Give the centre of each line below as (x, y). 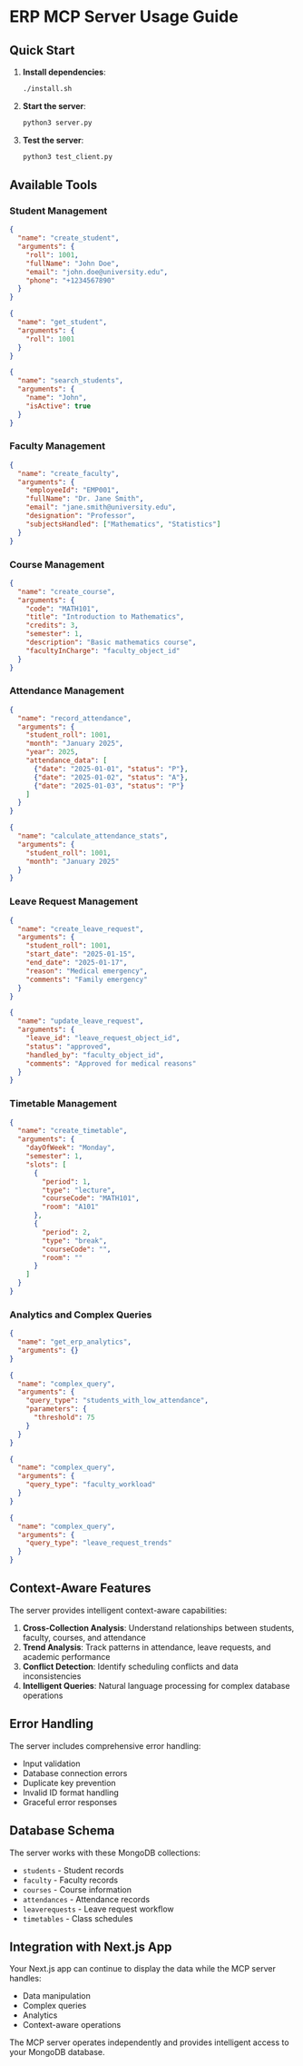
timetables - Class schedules (78, 1918)
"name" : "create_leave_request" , (81, 929)
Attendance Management (67, 690)
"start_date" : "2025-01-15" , (81, 954)
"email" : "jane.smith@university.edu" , (101, 507)
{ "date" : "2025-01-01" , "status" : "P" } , (111, 769)
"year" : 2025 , (52, 752)
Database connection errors (75, 1773)
